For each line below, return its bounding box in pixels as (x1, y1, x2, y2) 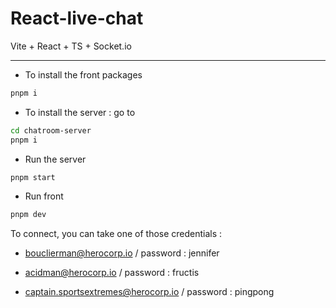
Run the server (24, 153, 87, 165)
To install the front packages (24, 68, 143, 81)
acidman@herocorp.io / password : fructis (24, 267, 200, 279)
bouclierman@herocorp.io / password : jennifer (24, 247, 220, 259)
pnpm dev (10, 210, 47, 220)
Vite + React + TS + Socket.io (10, 40, 132, 52)
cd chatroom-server (10, 125, 92, 136)
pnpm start (10, 172, 56, 182)
